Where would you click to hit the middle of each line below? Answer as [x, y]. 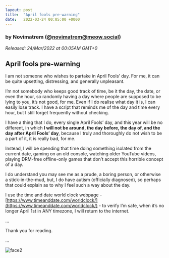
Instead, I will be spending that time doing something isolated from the [78, 148]
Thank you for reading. [29, 231]
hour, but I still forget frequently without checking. [57, 113]
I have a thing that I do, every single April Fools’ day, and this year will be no [84, 122]
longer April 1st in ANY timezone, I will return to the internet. [67, 211]
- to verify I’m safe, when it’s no [131, 206]
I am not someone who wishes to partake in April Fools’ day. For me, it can [82, 76]
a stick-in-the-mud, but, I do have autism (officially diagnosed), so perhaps [83, 180]
